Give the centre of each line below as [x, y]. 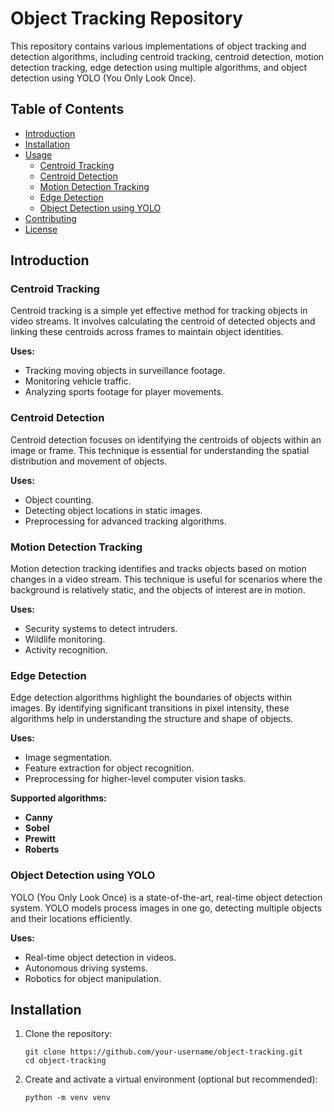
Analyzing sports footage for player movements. [124, 392]
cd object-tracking [65, 1061]
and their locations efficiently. [71, 918]
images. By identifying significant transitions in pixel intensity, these [150, 708]
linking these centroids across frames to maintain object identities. [147, 332]
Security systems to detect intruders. [101, 629]
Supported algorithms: [58, 798]
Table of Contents [67, 109]
